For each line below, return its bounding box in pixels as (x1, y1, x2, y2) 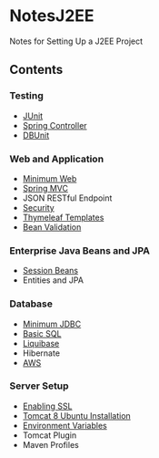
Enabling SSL (22, 401, 73, 411)
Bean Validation (22, 221, 82, 233)
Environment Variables (22, 420, 107, 431)
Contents (9, 62, 64, 78)
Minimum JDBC (22, 318, 82, 329)
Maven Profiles (22, 439, 79, 450)
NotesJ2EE (9, 5, 94, 26)
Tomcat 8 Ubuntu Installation (22, 410, 132, 421)
